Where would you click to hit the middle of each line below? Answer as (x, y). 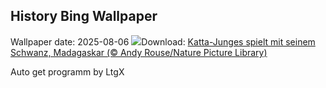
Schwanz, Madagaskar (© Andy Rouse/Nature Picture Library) (139, 52)
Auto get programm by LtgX (67, 71)
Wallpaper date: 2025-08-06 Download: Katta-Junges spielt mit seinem (163, 41)
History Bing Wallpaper (84, 16)
